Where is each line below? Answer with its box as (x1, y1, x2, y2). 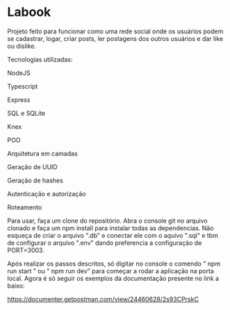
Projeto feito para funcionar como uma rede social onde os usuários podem (7, 27, 224, 35)
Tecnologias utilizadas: (7, 55, 73, 63)
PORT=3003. (7, 246, 45, 254)
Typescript (7, 82, 38, 90)
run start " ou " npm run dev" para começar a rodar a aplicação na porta (7, 266, 214, 275)
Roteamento (7, 203, 42, 212)
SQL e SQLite (7, 109, 46, 117)
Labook (7, 4, 51, 20)
